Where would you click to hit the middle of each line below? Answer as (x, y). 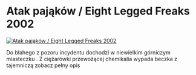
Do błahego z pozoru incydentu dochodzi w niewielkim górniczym (88, 52)
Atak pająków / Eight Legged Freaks (98, 11)
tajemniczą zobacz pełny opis (43, 65)
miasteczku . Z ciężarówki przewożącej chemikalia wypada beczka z (92, 59)
